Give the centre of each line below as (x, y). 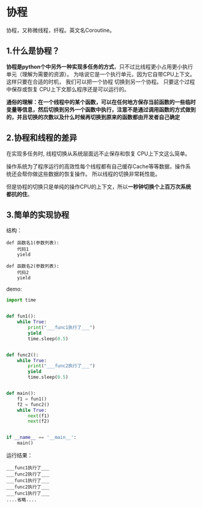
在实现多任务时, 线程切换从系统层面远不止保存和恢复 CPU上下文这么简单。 (98, 153)
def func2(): (23, 355)
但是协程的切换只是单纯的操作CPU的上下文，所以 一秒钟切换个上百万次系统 (99, 187)
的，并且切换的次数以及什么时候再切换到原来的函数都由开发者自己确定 (93, 117)
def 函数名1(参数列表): (33, 243)
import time (21, 300)
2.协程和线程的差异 (42, 138)
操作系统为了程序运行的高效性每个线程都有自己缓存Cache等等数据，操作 (96, 166)
